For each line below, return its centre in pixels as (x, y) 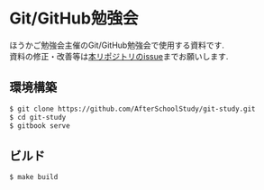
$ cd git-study (38, 117)
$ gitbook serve (40, 126)
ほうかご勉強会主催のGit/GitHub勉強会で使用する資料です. (117, 45)
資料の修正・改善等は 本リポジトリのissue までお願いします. (119, 56)
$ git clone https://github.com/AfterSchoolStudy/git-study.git (132, 109)
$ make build (34, 177)
